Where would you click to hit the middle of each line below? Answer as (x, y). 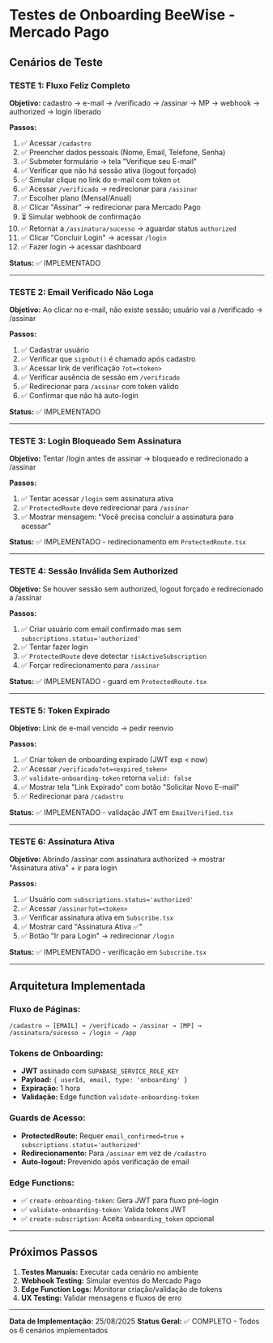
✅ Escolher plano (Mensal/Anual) (76, 197)
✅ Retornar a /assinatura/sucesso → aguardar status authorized (129, 228)
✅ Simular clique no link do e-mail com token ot (100, 180)
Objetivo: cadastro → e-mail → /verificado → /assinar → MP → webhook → (134, 102)
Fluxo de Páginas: (45, 1009)
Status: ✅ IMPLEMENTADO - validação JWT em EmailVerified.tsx (122, 812)
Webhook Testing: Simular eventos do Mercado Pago (111, 1280)
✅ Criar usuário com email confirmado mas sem (101, 629)
